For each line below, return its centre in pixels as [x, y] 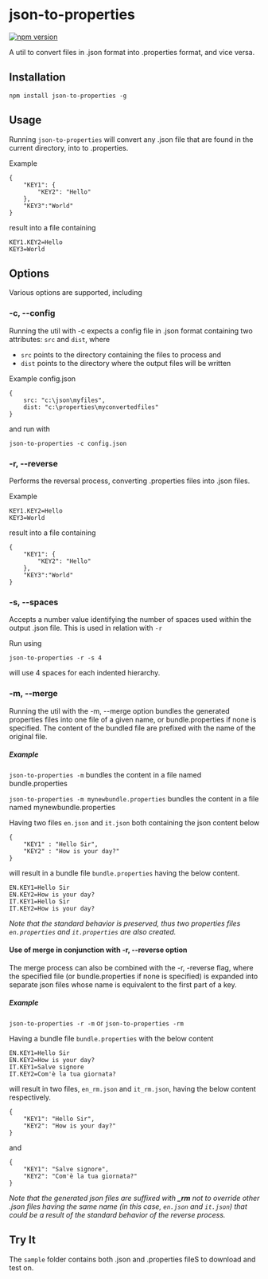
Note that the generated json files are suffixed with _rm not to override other [134, 1198]
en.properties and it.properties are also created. [93, 931]
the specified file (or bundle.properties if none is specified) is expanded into [134, 976]
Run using [25, 643]
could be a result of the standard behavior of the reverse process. [117, 1214]
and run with [30, 429]
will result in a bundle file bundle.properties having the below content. [124, 873]
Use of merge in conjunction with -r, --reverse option [98, 950]
